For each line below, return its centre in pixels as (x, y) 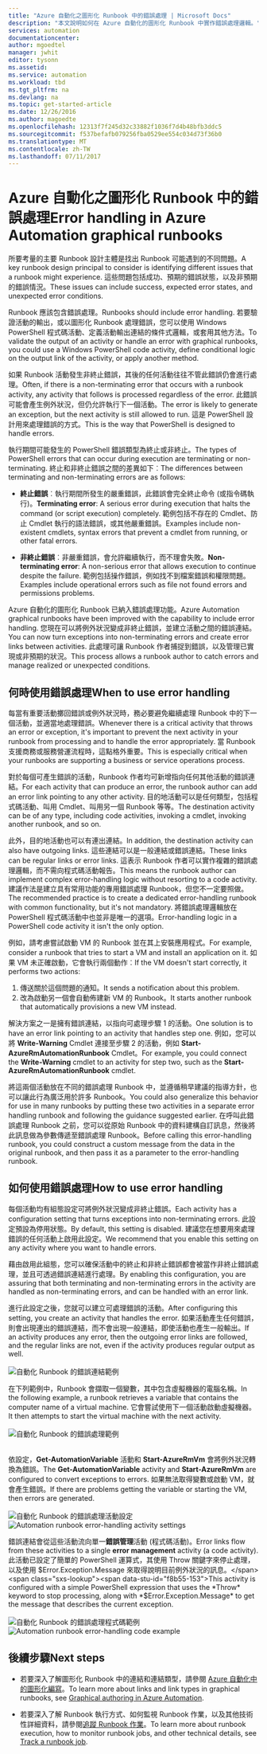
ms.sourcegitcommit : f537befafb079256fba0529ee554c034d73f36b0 (115, 134)
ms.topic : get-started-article (60, 104)
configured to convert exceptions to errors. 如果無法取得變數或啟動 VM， (128, 1479)
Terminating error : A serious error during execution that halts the (143, 503)
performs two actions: (44, 971)
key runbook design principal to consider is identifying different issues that (131, 268)
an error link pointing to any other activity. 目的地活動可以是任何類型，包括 (130, 797)
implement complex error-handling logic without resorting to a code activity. (133, 879)
